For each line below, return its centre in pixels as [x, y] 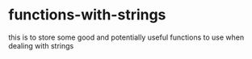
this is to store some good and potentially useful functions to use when [126, 37]
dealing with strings [41, 45]
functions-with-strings [87, 15]
